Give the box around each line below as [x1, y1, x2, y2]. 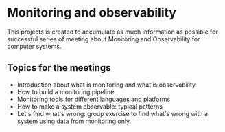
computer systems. [7, 42, 62, 50]
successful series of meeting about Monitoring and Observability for [7, 34, 200, 43]
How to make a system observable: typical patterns [16, 102, 163, 111]
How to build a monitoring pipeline [16, 87, 115, 96]
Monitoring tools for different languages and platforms [16, 95, 171, 103]
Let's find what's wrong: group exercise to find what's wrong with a [16, 109, 208, 118]
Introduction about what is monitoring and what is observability [16, 80, 196, 89]
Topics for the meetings [7, 62, 111, 74]
